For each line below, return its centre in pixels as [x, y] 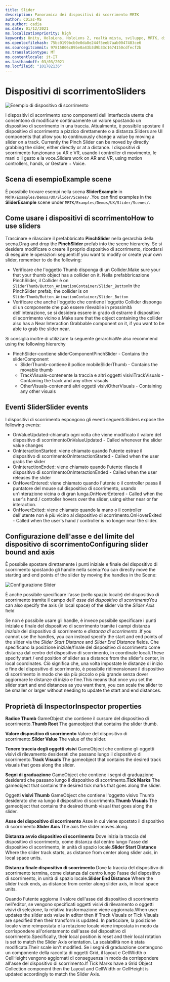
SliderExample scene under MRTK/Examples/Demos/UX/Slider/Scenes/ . [78, 202]
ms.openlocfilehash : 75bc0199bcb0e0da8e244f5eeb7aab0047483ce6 [73, 43]
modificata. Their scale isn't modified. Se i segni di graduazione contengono [84, 947]
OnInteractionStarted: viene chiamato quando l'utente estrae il [77, 451]
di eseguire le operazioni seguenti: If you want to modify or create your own [83, 254]
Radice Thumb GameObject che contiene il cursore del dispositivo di [77, 719]
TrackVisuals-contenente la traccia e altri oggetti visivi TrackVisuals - [92, 375]
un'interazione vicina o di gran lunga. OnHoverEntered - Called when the [88, 494]
